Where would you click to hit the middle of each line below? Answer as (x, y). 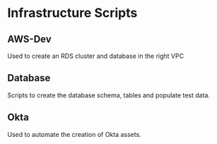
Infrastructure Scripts (72, 13)
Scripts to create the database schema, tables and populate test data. (109, 95)
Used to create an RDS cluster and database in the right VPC (96, 56)
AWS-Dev (29, 39)
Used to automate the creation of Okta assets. (74, 134)
